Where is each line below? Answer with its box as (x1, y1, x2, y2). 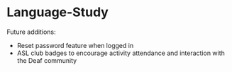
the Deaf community (16, 56, 77, 64)
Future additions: (6, 28, 56, 36)
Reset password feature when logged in (16, 41, 134, 49)
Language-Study (6, 4, 109, 20)
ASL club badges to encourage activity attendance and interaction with (16, 49, 225, 57)
